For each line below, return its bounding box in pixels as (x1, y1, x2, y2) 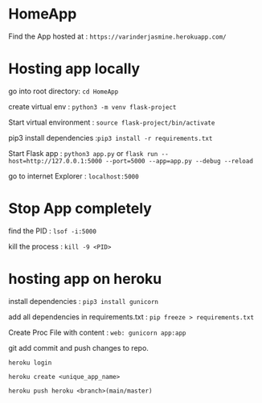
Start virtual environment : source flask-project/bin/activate (8, 117, 215, 127)
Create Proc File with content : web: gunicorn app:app (8, 327, 186, 337)
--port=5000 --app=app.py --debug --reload (105, 157, 253, 165)
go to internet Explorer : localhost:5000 (8, 171, 139, 181)
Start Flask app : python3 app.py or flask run (8, 148, 158, 158)
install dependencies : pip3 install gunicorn (8, 296, 159, 306)
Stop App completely (8, 199, 153, 218)
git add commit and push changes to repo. (8, 343, 149, 352)
